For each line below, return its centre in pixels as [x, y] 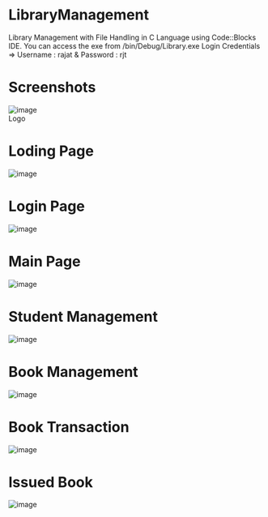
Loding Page [51, 151]
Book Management [74, 372]
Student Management [83, 316]
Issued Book [51, 482]
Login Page [47, 206]
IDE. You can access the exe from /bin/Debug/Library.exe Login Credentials [134, 45]
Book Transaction [69, 427]
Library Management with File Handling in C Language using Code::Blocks [132, 37]
